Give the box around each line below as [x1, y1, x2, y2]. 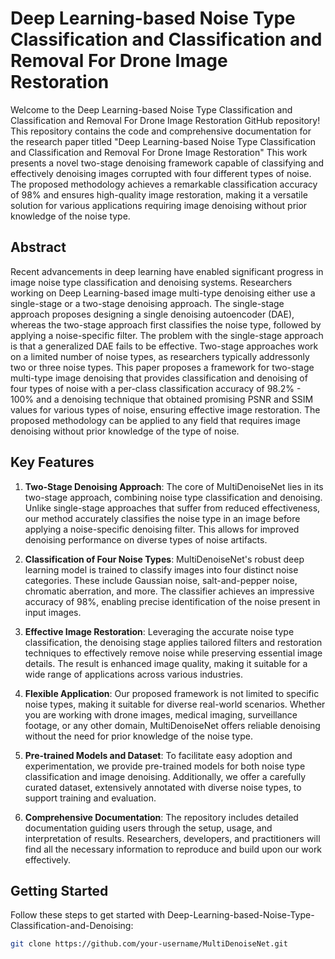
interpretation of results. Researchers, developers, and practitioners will [24, 832, 321, 844]
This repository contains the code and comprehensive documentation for [10, 125, 312, 137]
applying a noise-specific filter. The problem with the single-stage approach [10, 329, 324, 341]
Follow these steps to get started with [10, 909, 166, 921]
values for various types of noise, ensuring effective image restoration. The [10, 403, 321, 416]
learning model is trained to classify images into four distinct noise [24, 563, 299, 576]
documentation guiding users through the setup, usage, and [24, 822, 273, 834]
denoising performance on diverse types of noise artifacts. [24, 533, 268, 546]
